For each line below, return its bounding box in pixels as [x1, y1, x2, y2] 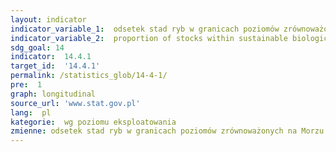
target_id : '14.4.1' [10, 61, 101, 71]
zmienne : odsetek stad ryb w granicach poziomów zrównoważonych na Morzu [10, 126, 325, 136]
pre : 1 [10, 80, 43, 90]
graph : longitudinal [10, 89, 97, 99]
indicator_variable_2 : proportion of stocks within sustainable [10, 33, 288, 43]
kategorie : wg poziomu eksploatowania [10, 117, 177, 127]
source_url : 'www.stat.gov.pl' [10, 98, 141, 108]
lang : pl [10, 107, 52, 118]
